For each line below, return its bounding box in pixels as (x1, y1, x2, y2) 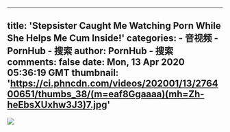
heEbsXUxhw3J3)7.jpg (7, 99, 107, 111)
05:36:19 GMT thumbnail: (7, 67, 119, 79)
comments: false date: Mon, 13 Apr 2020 (7, 56, 185, 68)
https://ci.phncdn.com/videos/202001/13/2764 (10, 78, 219, 90)
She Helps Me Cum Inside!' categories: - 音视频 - (7, 32, 219, 44)
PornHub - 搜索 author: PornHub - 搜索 (7, 45, 174, 57)
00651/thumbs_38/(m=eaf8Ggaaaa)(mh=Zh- (7, 88, 205, 100)
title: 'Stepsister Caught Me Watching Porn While (7, 20, 221, 31)
